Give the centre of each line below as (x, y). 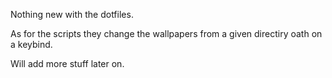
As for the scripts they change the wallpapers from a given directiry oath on (166, 33)
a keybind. (31, 44)
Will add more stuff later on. (67, 63)
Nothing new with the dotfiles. (72, 14)
